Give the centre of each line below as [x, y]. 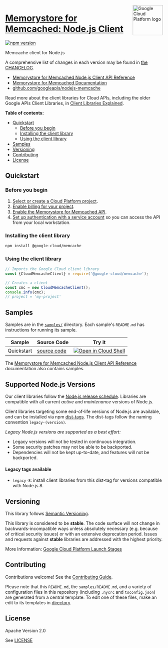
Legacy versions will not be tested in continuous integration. [74, 442]
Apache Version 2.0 [25, 630]
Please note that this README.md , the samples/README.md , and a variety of [78, 586]
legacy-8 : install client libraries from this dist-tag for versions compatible [87, 480]
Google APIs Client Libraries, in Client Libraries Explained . [64, 103]
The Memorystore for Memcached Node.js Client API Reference [71, 363]
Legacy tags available [28, 469]
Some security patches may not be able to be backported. [72, 447]
